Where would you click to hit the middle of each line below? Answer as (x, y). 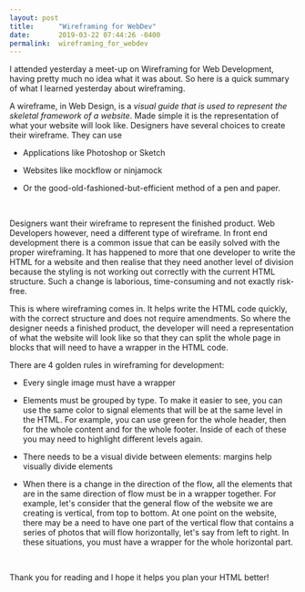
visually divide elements (68, 466)
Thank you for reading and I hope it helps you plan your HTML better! (139, 577)
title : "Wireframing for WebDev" (83, 26)
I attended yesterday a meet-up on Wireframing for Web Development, (142, 69)
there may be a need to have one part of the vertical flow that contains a (158, 523)
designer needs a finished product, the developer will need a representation (152, 328)
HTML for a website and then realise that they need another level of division (152, 262)
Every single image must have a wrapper (99, 383)
